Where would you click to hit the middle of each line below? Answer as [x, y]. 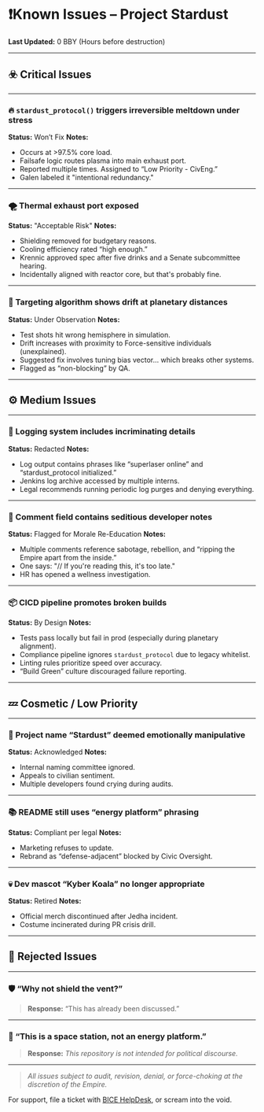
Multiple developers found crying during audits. [96, 784]
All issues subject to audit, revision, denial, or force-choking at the [135, 1076]
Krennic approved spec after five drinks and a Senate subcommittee [130, 258]
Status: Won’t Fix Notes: [48, 137]
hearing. [33, 266]
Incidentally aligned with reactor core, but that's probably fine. [120, 275]
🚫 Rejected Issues [53, 957]
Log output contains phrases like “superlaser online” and [111, 464]
